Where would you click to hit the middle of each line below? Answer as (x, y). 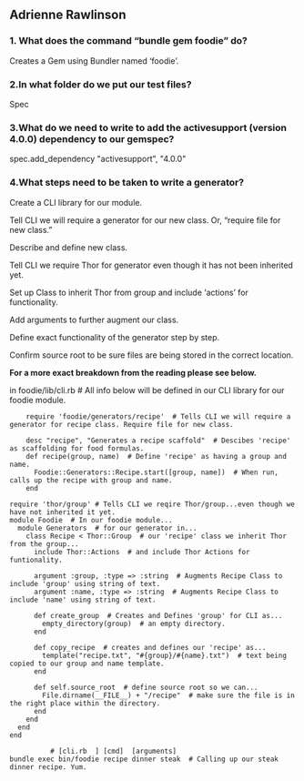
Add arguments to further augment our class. (94, 319)
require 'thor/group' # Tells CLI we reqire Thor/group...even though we (152, 504)
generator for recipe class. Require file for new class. (122, 424)
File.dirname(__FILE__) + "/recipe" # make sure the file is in (169, 695)
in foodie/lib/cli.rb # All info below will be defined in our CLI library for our (147, 390)
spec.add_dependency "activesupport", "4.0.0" (98, 159)
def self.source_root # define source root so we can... (146, 687)
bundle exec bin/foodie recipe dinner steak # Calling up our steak (144, 759)
